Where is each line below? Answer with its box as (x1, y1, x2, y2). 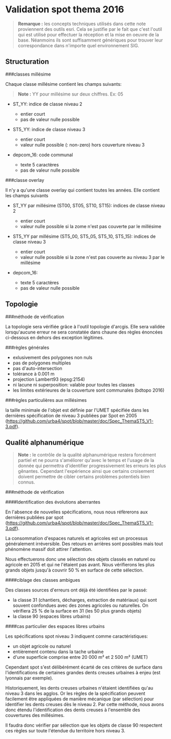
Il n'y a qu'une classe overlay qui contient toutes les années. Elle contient (5, 187, 160, 193)
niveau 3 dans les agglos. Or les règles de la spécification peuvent (5, 690, 145, 697)
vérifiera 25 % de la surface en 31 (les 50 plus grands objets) (12, 608, 142, 614)
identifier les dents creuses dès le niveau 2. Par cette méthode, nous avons (5, 701, 164, 708)
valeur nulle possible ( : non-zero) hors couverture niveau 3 (20, 141, 145, 147)
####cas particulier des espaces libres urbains (5, 623, 105, 630)
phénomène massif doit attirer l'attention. (5, 546, 93, 552)
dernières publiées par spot (5, 514, 64, 521)
